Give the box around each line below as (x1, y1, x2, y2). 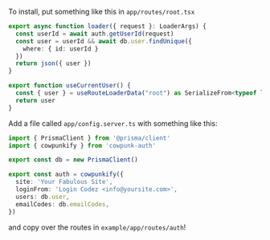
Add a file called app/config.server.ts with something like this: (8, 118, 219, 128)
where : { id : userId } (22, 44, 99, 53)
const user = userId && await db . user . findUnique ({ (15, 37, 193, 45)
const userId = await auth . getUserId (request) (15, 30, 174, 38)
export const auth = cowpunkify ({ (8, 170, 125, 179)
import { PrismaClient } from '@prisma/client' (8, 134, 171, 142)
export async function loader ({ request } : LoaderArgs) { (8, 22, 207, 31)
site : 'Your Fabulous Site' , (15, 178, 113, 186)
